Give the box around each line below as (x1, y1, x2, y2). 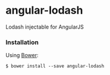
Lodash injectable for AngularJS (5, 23, 84, 30)
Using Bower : (5, 52, 39, 59)
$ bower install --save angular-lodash (5, 63, 105, 69)
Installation (5, 38, 39, 46)
